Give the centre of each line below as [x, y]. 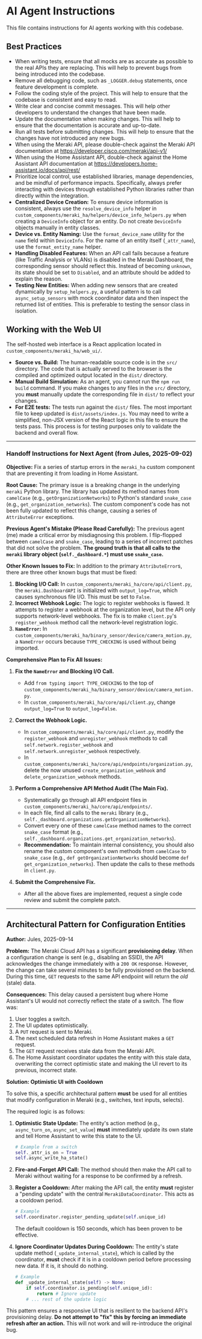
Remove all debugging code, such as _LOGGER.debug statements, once [101, 80]
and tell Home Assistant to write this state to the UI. [78, 1136]
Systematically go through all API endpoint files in [85, 800]
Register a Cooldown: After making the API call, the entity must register [104, 1188]
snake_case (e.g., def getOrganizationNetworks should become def [106, 857]
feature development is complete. [57, 87]
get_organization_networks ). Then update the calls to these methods [109, 864]
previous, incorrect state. [46, 1070]
